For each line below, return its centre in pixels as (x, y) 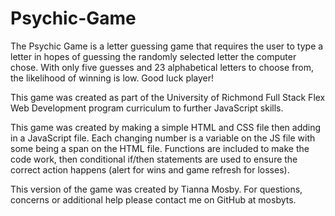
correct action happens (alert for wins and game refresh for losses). (150, 169)
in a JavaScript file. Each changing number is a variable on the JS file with (163, 138)
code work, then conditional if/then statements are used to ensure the (154, 159)
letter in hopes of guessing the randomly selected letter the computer (153, 56)
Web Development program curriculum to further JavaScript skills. (147, 108)
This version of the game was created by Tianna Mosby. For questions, (156, 189)
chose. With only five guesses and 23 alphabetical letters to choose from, (162, 67)
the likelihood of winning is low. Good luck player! (112, 78)
